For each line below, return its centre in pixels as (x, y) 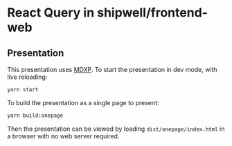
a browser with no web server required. (63, 136)
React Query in (51, 13)
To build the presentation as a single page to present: (83, 102)
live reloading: (27, 77)
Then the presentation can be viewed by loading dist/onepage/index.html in (116, 129)
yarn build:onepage (35, 116)
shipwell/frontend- (152, 13)
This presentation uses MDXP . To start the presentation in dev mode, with (112, 70)
